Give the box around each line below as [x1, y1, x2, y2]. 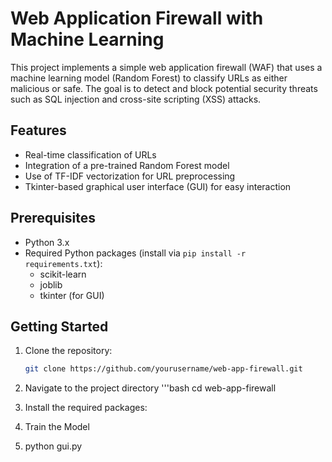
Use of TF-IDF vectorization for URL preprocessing [24, 170, 236, 182]
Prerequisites [10, 210, 96, 227]
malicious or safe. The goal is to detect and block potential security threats [10, 82, 318, 94]
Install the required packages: [24, 402, 148, 414]
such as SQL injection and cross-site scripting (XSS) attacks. [10, 93, 262, 105]
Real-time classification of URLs [24, 148, 157, 161]
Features [10, 122, 67, 139]
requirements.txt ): [24, 257, 103, 269]
